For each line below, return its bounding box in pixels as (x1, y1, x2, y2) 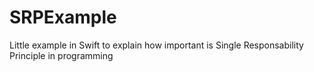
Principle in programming (9, 49, 114, 61)
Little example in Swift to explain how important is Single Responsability (9, 39, 304, 51)
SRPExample (9, 6, 117, 29)
